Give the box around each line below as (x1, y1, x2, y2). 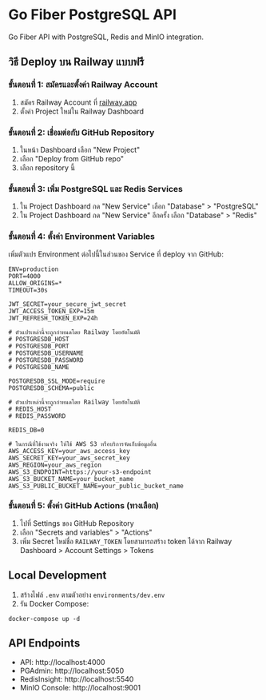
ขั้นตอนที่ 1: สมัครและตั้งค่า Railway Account (8, 79, 158, 90)
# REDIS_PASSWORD (8, 412, 66, 420)
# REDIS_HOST (8, 405, 52, 413)
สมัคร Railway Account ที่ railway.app (19, 97, 137, 107)
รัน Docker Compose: (19, 599, 89, 608)
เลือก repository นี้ (19, 162, 76, 173)
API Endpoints (8, 637, 81, 650)
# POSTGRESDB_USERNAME (8, 349, 84, 357)
